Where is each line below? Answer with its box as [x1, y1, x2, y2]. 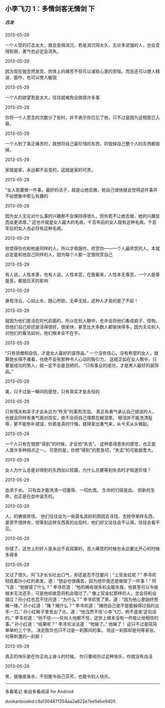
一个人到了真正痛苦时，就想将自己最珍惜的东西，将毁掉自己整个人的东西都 [5, 141, 156, 147]
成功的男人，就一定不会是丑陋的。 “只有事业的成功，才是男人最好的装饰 [13, 363, 159, 369]
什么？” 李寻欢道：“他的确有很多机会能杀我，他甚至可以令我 [37, 584, 159, 590]
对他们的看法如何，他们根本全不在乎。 [5, 330, 82, 336]
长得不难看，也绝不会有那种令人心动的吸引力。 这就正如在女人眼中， [13, 356, 153, 362]
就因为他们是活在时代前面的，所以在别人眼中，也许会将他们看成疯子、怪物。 [5, 318, 160, 324]
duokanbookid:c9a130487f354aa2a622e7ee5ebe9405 [5, 699, 116, 705]
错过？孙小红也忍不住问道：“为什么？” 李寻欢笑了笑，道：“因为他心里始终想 [5, 597, 159, 603]
